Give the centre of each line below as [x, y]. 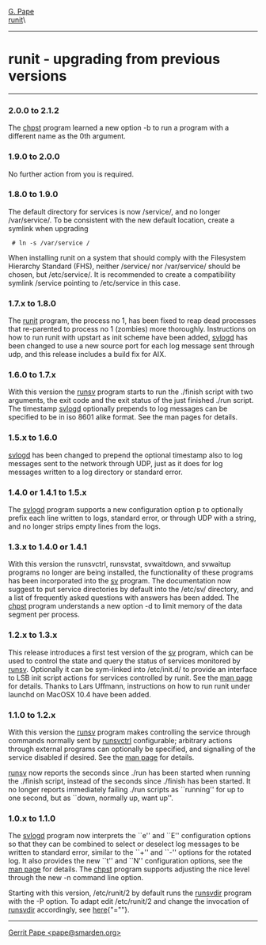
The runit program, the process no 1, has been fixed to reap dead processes [132, 321]
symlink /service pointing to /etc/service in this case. [94, 283]
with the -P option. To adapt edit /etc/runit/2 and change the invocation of [129, 901]
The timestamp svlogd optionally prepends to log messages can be [118, 409]
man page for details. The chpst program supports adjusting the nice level [129, 869]
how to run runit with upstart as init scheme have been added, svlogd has [128, 338]
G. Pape [21, 11]
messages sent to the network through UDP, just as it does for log [116, 463]
